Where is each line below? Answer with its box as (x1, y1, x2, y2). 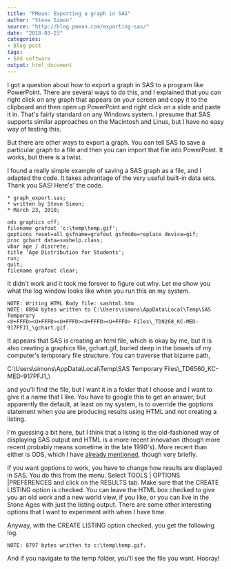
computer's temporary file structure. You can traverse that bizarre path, (7, 351, 210, 359)
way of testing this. (7, 125, 61, 133)
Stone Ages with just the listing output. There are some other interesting (7, 500, 212, 509)
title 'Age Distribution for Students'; (7, 249, 125, 256)
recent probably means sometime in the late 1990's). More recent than (7, 442, 208, 451)
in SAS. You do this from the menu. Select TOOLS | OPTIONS (7, 471, 181, 479)
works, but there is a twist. (7, 153, 83, 161)
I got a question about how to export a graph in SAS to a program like (7, 80, 203, 89)
